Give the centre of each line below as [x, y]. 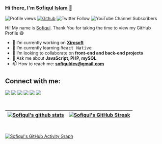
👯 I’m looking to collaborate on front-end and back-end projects [78, 53]
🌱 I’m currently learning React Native [52, 48]
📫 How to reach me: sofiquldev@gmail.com [58, 64]
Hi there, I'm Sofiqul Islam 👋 [39, 8]
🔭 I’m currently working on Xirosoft [48, 43]
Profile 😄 [15, 33]
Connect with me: [33, 81]
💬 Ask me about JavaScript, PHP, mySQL [54, 58]
